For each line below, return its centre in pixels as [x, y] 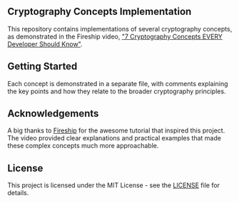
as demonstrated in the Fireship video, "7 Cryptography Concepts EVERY [115, 36]
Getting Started [42, 67]
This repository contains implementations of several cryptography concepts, [120, 28]
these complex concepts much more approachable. [83, 146]
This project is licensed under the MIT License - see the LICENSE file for [113, 185]
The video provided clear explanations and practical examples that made [114, 138]
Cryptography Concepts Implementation [100, 12]
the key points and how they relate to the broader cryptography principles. [117, 91]
